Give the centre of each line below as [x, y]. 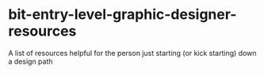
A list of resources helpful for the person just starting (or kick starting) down [132, 53]
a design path [31, 61]
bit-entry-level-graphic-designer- [122, 15]
